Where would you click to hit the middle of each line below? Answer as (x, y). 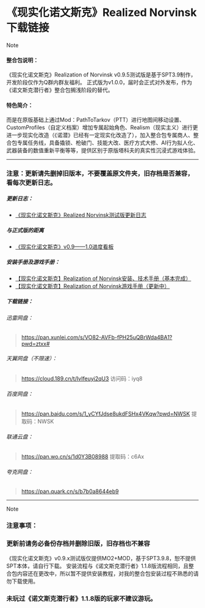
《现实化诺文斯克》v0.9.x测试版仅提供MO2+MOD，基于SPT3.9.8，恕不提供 (101, 558)
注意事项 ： (22, 525)
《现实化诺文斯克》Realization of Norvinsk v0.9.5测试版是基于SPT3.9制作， (101, 75)
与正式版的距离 (25, 230)
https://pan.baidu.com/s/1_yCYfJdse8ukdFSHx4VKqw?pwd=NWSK (106, 414)
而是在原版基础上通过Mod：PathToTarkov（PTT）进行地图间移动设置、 (95, 120)
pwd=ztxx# (35, 344)
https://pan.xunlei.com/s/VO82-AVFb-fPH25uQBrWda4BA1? (97, 337)
